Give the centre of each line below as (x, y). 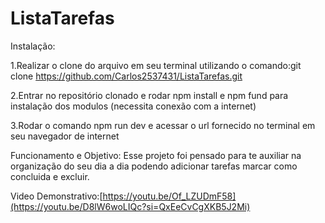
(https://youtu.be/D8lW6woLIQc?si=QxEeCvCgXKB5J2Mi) (130, 206)
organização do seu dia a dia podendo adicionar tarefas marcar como (154, 166)
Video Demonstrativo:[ (56, 196)
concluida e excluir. (50, 176)
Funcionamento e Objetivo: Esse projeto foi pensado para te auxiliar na (156, 155)
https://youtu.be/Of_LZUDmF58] (169, 196)
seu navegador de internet (65, 136)
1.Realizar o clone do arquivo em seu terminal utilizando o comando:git (156, 65)
